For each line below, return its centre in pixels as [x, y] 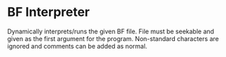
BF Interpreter [49, 12]
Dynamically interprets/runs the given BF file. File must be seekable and [111, 31]
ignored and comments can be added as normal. [77, 46]
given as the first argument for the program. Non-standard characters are [113, 38]
